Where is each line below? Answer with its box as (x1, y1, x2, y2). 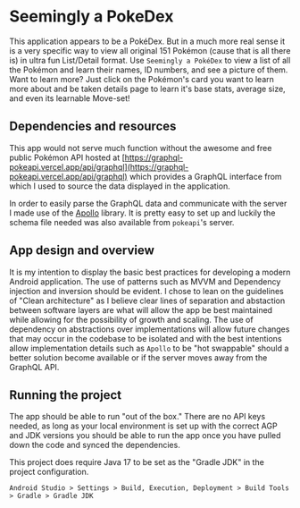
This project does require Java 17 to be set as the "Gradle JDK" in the (9, 457, 265, 468)
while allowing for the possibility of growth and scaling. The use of (9, 314, 254, 325)
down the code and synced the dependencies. (9, 440, 180, 451)
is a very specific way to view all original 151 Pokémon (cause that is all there (9, 45, 291, 55)
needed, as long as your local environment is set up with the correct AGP (9, 420, 279, 431)
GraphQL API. (9, 361, 60, 372)
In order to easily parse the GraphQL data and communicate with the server (9, 198, 287, 208)
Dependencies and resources (9, 119, 177, 134)
